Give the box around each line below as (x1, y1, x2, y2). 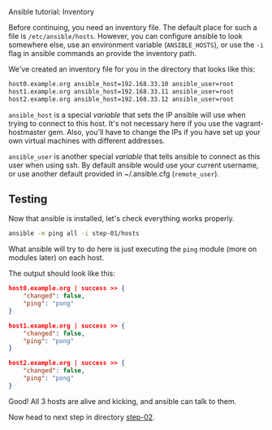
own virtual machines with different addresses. (8, 136, 165, 146)
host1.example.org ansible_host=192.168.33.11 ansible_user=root (8, 87, 234, 96)
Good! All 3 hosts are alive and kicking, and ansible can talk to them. (8, 396, 237, 406)
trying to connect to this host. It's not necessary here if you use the (8, 118, 234, 128)
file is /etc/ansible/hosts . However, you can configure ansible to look (8, 32, 243, 41)
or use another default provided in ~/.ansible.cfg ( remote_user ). (8, 168, 220, 178)
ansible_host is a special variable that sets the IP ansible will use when (8, 110, 246, 119)
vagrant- (235, 118, 264, 128)
